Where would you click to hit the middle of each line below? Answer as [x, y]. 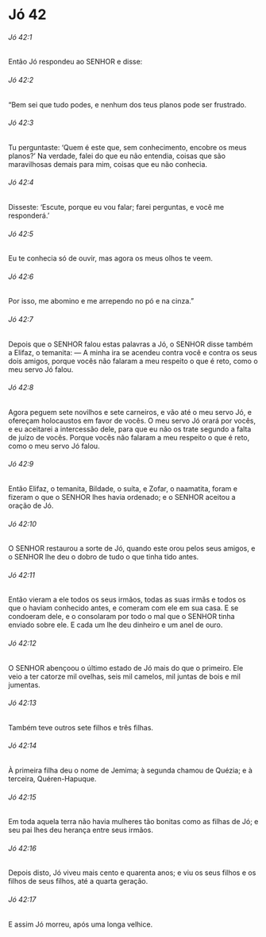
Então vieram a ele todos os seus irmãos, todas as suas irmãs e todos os [127, 600]
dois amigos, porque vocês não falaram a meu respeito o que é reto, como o [133, 361]
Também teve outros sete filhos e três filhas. [81, 727]
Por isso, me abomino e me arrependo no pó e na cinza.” [101, 301]
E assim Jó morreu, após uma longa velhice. [81, 924]
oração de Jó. [31, 505]
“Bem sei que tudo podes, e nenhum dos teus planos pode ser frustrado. [127, 104]
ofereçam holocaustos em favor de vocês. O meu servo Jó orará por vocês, [132, 420]
